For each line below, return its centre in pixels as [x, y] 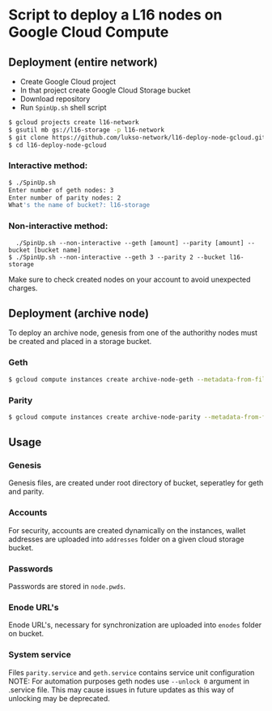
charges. [23, 288]
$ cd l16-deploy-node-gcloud [57, 145]
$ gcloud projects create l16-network [74, 123]
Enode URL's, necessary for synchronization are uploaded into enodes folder [135, 625]
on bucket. [26, 634]
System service [40, 655]
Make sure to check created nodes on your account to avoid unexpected [130, 279]
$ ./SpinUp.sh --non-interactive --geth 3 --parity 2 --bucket [117, 257]
